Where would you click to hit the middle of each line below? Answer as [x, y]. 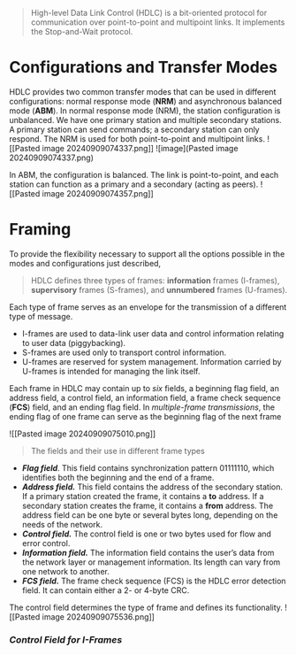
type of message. [41, 316]
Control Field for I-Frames [66, 639]
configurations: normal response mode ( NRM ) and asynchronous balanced [146, 101]
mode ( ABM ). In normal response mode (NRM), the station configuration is [145, 111]
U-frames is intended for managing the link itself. [111, 371]
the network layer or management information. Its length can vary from [151, 562]
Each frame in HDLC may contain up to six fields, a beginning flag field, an [144, 388]
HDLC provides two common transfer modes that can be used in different [143, 91]
